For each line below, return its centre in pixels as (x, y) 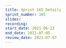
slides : (13, 19)
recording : (16, 24)
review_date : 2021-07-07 (31, 38)
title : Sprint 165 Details (33, 10)
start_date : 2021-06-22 (30, 28)
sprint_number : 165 (25, 14)
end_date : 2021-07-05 (28, 33)
